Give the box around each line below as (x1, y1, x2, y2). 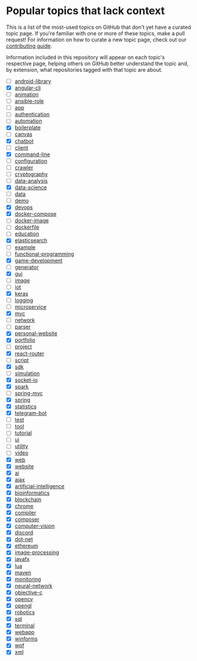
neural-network (14, 582, 53, 589)
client (14, 144, 28, 151)
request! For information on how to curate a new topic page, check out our (6, 36, 187, 43)
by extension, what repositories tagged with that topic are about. (6, 66, 163, 73)
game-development (14, 257, 63, 264)
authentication (14, 111, 50, 118)
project (14, 343, 32, 350)
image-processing (14, 549, 59, 556)
